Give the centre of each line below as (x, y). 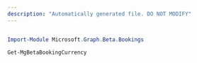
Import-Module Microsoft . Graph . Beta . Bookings (75, 40)
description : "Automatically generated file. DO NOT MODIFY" (100, 14)
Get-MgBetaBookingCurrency (47, 52)
